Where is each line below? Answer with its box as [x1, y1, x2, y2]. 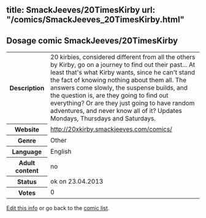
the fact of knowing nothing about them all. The [50, 76, 187, 85]
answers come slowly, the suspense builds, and [50, 84, 188, 92]
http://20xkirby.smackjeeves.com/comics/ [50, 125, 173, 133]
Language [12, 147, 42, 156]
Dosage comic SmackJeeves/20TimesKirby [6, 35, 178, 45]
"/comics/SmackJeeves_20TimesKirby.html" [6, 15, 185, 25]
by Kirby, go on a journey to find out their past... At [50, 61, 195, 69]
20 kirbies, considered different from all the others [50, 53, 196, 61]
